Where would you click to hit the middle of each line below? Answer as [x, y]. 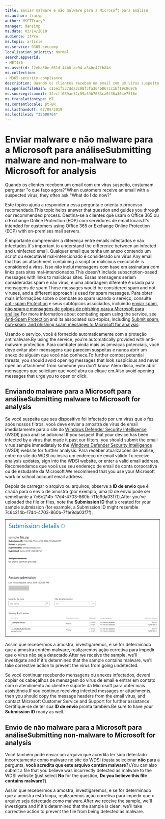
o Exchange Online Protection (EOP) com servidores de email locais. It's [77, 221]
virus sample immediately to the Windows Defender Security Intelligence [79, 445]
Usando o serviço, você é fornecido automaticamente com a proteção [76, 334]
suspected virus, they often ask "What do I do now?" [58, 195]
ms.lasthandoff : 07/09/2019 [34, 109]
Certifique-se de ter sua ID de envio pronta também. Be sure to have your [79, 706]
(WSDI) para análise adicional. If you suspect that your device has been [77, 434]
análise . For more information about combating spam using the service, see [81, 314]
